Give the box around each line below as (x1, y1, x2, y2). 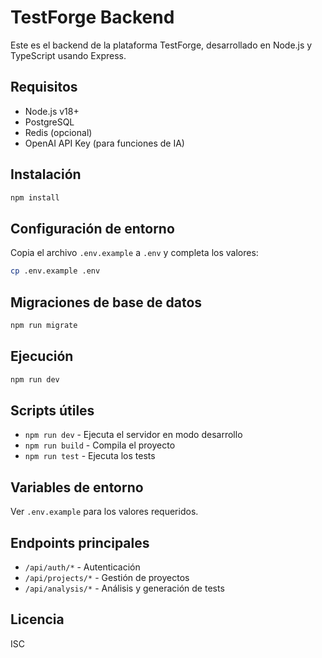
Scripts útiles (10, 402, 95, 419)
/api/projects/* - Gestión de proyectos (24, 571, 190, 583)
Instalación (10, 166, 82, 183)
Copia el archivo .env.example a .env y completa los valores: (10, 247, 259, 259)
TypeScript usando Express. (10, 49, 127, 61)
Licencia (10, 611, 65, 628)
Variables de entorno (10, 479, 144, 496)
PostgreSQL (24, 116, 75, 128)
